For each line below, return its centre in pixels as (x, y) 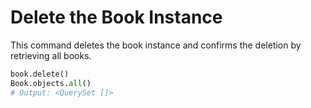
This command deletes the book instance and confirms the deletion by (156, 45)
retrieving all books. (51, 55)
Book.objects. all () (51, 83)
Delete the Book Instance (116, 17)
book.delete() (40, 74)
